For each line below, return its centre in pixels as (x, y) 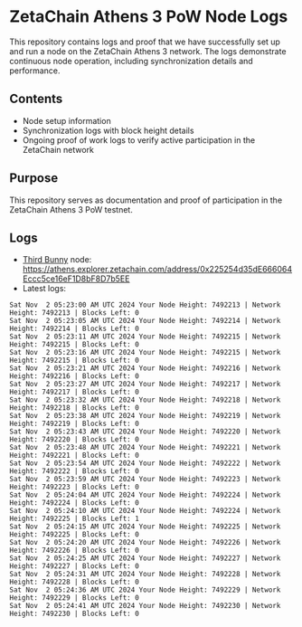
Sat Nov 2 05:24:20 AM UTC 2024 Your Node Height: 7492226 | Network (145, 543)
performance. (35, 71)
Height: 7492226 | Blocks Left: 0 (75, 551)
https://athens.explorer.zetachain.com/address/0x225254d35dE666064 (157, 270)
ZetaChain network (58, 149)
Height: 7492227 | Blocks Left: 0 (75, 566)
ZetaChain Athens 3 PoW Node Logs (149, 17)
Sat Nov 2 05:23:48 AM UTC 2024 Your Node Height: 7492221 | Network (145, 448)
